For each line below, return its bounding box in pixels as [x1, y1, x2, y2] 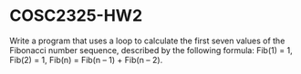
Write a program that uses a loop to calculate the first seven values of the [9, 35, 285, 46]
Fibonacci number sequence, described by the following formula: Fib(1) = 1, [9, 44, 294, 55]
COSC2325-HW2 [9, 5, 143, 26]
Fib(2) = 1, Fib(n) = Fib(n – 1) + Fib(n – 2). [9, 54, 163, 65]
